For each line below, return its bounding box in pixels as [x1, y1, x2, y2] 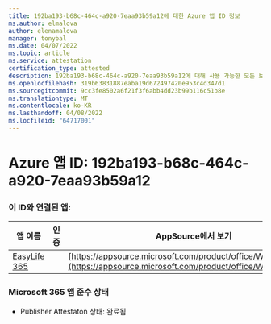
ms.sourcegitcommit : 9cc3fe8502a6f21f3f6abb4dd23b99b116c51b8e [8, 86, 226, 95]
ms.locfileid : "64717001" [8, 117, 95, 125]
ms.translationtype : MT [8, 94, 89, 102]
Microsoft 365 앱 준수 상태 [8, 287, 109, 298]
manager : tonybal [8, 34, 67, 43]
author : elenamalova [8, 27, 78, 35]
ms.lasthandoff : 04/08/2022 [8, 110, 103, 118]
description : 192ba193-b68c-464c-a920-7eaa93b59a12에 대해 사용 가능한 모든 [8, 72, 256, 80]
